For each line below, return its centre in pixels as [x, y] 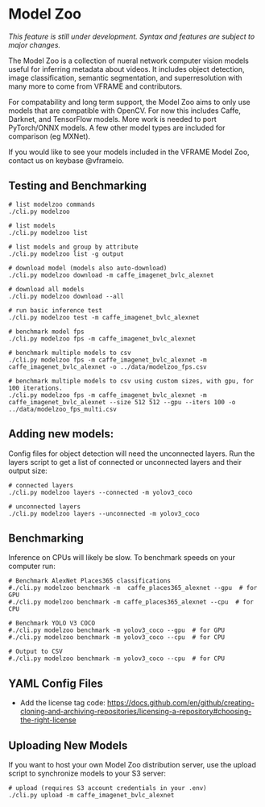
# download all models [46, 289]
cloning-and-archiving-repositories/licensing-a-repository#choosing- [136, 712]
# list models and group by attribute [73, 247]
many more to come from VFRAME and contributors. [95, 86]
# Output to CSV [35, 652]
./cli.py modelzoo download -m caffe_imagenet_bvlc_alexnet [112, 275]
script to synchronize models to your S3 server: [87, 773]
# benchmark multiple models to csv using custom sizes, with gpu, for [131, 381]
